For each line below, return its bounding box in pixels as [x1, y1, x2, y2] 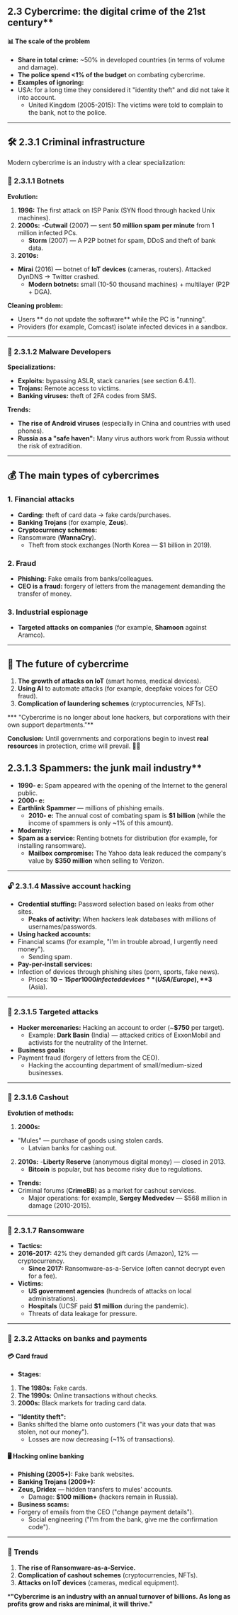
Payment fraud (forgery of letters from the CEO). [17, 1053, 160, 1062]
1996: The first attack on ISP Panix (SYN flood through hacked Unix [17, 205, 215, 215]
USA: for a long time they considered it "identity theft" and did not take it [17, 85, 229, 94]
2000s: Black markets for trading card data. [17, 1399, 147, 1407]
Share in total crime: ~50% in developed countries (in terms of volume [17, 55, 225, 64]
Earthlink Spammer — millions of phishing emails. [17, 803, 164, 812]
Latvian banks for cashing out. [28, 1143, 117, 1152]
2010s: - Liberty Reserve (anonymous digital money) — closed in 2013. [17, 1157, 226, 1166]
